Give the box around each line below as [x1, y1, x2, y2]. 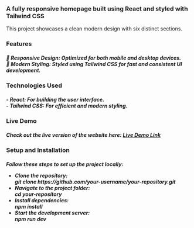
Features [6, 40, 32, 48]
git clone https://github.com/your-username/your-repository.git [14, 178, 176, 185]
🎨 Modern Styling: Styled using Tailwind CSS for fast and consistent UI [6, 60, 182, 67]
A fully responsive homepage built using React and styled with [6, 5, 189, 13]
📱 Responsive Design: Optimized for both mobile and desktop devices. [6, 54, 182, 61]
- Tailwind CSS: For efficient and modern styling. [6, 102, 128, 109]
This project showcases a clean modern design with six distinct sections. [6, 25, 183, 32]
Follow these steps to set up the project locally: [6, 160, 124, 168]
